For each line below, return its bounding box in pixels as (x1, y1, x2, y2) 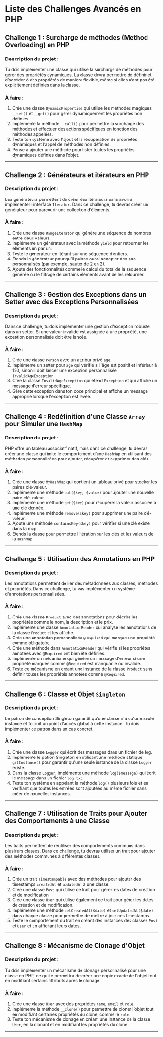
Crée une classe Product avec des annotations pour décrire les (12, 614, 138, 620)
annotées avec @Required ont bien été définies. (12, 650, 106, 657)
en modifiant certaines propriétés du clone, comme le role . (12, 1011, 130, 1017)
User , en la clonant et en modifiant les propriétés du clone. (12, 1022, 129, 1028)
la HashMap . (12, 536, 34, 542)
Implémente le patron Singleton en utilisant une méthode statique (12, 755, 143, 760)
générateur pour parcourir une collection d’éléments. (5, 206, 111, 213)
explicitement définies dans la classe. (5, 82, 80, 88)
